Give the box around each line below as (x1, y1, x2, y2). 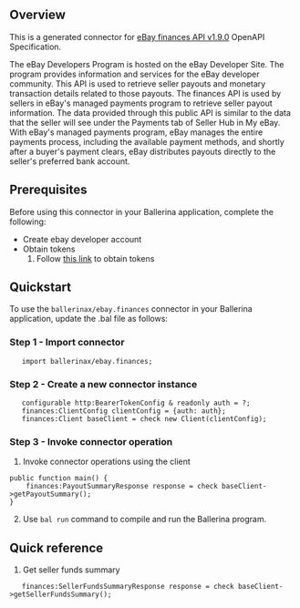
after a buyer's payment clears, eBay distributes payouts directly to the (9, 146, 276, 157)
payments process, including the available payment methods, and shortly (9, 136, 284, 147)
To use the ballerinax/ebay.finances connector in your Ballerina (9, 304, 253, 314)
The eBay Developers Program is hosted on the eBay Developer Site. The (9, 58, 284, 69)
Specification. (9, 41, 62, 52)
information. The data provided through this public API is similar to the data (9, 107, 292, 118)
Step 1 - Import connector (9, 336, 125, 349)
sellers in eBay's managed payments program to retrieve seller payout (9, 98, 274, 108)
